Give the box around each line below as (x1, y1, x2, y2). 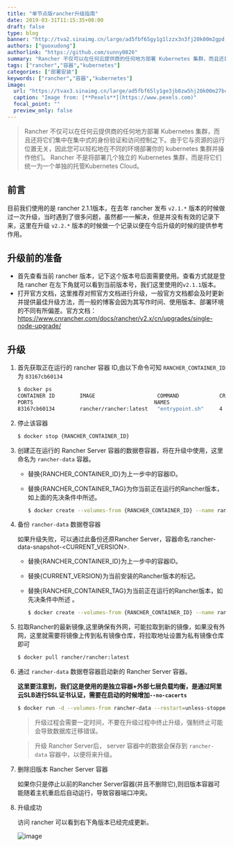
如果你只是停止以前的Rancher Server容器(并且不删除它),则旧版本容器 (17, 780, 214, 789)
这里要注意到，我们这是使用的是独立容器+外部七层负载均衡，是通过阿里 (17, 682, 223, 691)
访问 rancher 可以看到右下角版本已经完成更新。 (17, 818, 153, 827)
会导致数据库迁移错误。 (34, 727, 102, 735)
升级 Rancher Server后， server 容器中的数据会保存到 (34, 741, 188, 750)
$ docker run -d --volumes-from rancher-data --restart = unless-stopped (17, 705, 229, 712)
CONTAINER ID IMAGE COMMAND (17, 393, 180, 400)
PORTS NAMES (17, 399, 170, 406)
